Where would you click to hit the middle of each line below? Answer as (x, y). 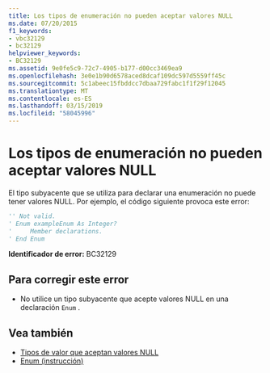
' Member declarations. (56, 231)
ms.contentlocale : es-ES (50, 98)
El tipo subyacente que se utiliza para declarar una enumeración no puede (132, 193)
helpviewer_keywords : (45, 53)
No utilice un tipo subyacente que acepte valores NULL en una (124, 299)
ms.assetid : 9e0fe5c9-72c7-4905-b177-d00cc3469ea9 (95, 69)
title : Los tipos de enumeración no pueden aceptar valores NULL (120, 16)
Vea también (41, 333)
